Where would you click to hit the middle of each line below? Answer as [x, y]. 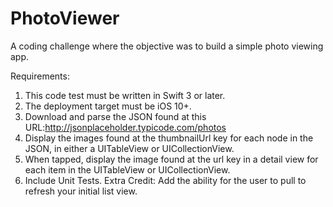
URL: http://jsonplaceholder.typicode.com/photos [125, 127]
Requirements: [40, 76]
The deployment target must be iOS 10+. [108, 106]
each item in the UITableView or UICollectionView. [127, 169]
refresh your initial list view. [81, 191]
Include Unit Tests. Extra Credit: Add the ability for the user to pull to [165, 180]
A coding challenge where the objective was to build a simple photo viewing [167, 46]
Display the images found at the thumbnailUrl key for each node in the [169, 138]
